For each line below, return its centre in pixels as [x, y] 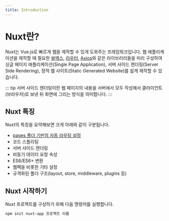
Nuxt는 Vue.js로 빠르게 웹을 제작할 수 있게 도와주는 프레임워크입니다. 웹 [76, 52]
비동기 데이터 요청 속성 [35, 155]
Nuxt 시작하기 [26, 191]
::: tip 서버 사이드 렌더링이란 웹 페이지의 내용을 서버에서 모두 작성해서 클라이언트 [84, 88]
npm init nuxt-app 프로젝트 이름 [37, 214]
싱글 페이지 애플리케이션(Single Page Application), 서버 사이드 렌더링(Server [82, 64]
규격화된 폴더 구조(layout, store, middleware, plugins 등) [70, 173]
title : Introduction [27, 10]
